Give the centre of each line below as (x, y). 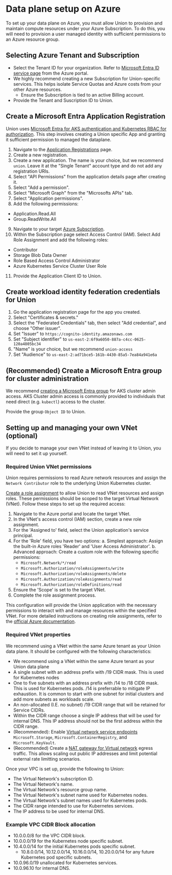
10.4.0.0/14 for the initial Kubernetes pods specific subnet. (74, 846)
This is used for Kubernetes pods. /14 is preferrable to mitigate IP (81, 688)
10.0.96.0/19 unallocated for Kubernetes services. (65, 862)
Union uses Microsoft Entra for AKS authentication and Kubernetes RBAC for (86, 129)
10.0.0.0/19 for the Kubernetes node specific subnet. (68, 841)
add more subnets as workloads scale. (54, 699)
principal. (23, 536)
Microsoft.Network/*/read (48, 563)
